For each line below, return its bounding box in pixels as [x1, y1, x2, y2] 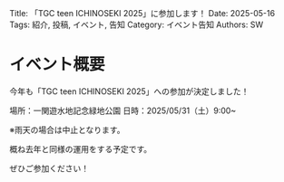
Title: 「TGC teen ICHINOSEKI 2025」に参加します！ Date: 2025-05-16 [9, 8, 275, 18]
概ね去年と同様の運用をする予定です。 [9, 143, 152, 154]
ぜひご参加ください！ [9, 162, 89, 174]
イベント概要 [9, 54, 106, 75]
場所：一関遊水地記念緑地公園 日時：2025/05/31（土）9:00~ [9, 105, 237, 116]
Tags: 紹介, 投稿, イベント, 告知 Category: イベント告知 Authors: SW [9, 19, 264, 30]
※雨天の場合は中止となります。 [9, 124, 125, 135]
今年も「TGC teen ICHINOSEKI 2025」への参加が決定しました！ [9, 85, 250, 97]
